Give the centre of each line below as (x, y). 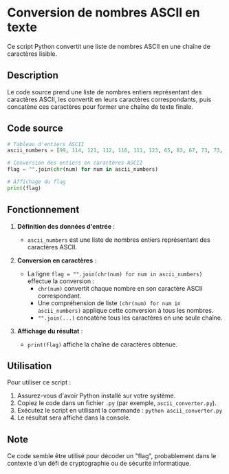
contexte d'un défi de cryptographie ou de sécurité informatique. (99, 464)
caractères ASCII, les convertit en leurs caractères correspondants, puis (109, 99)
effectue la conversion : (61, 281)
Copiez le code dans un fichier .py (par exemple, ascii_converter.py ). (117, 403)
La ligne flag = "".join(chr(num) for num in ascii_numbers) (115, 274)
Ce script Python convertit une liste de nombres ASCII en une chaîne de (109, 46)
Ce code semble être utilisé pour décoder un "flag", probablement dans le (112, 456)
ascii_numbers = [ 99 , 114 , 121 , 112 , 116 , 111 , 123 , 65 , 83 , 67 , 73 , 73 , (115, 151)
